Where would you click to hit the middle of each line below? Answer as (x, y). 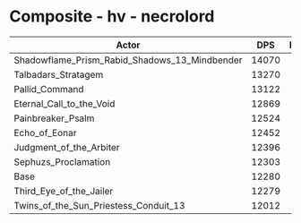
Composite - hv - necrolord (112, 17)
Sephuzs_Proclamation (62, 161)
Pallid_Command (49, 89)
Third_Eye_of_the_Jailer (64, 191)
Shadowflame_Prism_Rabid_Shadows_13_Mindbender (128, 60)
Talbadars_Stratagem (59, 74)
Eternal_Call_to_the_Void (64, 103)
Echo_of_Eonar (45, 133)
